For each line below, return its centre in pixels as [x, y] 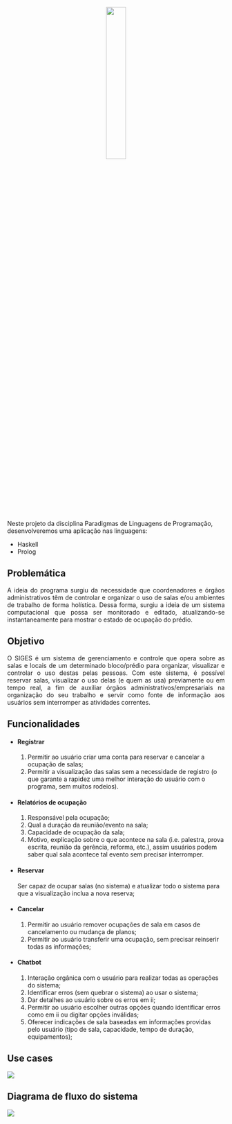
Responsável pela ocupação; [69, 818]
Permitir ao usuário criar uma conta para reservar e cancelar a [116, 757]
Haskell [28, 544]
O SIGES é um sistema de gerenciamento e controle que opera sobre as [116, 658]
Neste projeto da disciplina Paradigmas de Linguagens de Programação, [110, 524]
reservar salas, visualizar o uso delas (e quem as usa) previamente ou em [116, 680]
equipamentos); [50, 1037]
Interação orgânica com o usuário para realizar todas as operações [123, 978]
